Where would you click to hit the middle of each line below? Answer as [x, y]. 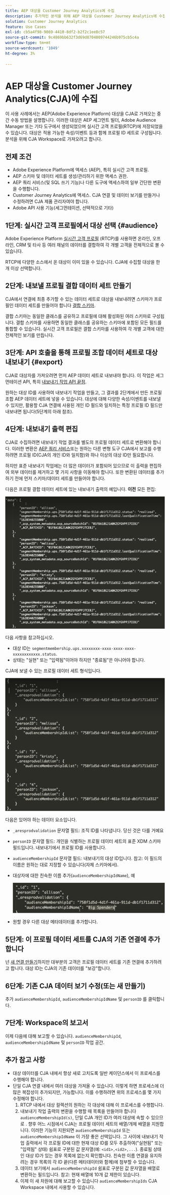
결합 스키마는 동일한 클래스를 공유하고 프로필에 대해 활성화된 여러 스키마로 [78, 316]
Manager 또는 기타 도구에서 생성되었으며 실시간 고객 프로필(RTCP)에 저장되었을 [84, 126]
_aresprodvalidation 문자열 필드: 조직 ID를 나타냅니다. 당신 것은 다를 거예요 [88, 830]
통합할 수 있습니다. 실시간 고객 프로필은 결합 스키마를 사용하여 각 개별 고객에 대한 [85, 329]
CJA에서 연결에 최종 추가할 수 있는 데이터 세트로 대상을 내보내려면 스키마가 [79, 299]
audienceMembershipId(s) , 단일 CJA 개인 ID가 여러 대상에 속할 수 [85, 1117]
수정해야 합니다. [28, 1098]
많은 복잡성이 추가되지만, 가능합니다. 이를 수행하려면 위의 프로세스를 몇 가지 [87, 1092]
